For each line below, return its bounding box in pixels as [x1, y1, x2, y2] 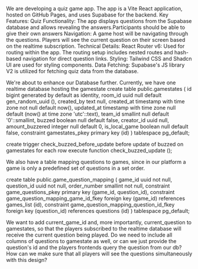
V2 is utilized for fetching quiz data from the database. [6, 68, 139, 74]
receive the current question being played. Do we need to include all [6, 231, 173, 238]
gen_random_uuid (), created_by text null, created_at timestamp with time [6, 98, 185, 105]
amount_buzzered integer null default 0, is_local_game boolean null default [6, 123, 189, 130]
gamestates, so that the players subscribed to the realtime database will [6, 225, 181, 232]
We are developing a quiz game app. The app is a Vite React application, [6, 5, 183, 12]
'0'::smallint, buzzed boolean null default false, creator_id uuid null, [6, 117, 170, 123]
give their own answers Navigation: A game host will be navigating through [6, 30, 189, 37]
